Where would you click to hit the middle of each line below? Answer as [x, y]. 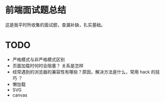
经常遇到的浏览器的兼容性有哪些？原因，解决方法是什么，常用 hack [81, 72]
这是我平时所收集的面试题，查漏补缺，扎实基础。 [55, 25]
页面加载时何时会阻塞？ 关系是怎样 [48, 65]
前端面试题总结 [36, 10]
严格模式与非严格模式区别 [39, 59]
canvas [20, 95]
